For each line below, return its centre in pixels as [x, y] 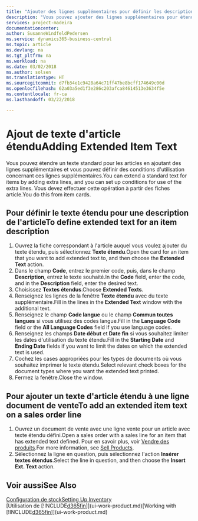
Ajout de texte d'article [63, 134]
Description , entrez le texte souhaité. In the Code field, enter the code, [100, 277]
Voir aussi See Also [41, 485]
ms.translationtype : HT [35, 77]
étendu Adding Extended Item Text [92, 146]
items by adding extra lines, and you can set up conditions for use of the [94, 182]
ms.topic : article [29, 45]
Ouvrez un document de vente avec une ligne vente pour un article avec [102, 429]
